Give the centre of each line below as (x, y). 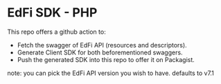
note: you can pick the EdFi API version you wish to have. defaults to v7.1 (111, 73)
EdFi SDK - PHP (52, 13)
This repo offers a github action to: (56, 32)
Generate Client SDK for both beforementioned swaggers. (100, 52)
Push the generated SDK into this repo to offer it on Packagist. (106, 59)
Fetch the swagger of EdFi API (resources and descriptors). (102, 45)
